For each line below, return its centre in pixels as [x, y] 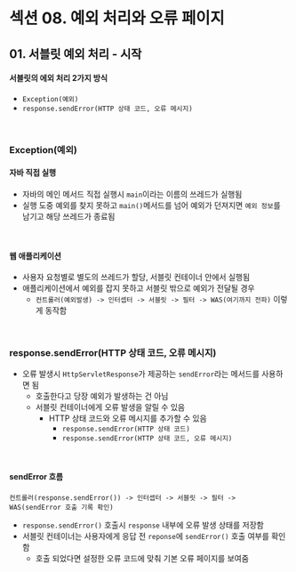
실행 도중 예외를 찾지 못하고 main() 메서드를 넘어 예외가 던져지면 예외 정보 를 [152, 205]
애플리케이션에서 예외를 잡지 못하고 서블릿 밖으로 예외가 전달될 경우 [138, 288]
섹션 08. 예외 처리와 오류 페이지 [117, 18]
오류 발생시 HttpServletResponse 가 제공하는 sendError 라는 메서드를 [141, 374]
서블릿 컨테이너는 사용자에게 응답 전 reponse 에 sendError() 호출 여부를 [145, 536]
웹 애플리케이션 [36, 255]
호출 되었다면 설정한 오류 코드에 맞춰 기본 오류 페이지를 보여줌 [142, 558]
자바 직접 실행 [32, 173]
